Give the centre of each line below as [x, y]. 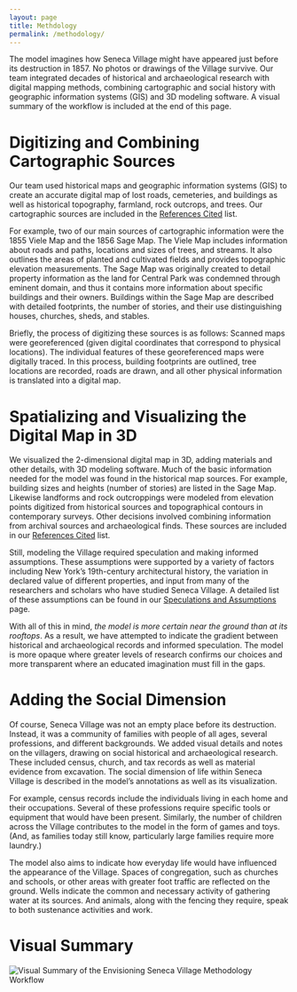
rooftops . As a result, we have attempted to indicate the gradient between [144, 636]
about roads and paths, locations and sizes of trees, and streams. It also [141, 250]
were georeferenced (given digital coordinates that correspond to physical [145, 343]
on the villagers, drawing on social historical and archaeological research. [144, 753]
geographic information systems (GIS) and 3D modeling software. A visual [145, 97]
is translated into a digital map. [65, 381]
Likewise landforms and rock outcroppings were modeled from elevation [141, 497]
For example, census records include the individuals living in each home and [148, 798]
